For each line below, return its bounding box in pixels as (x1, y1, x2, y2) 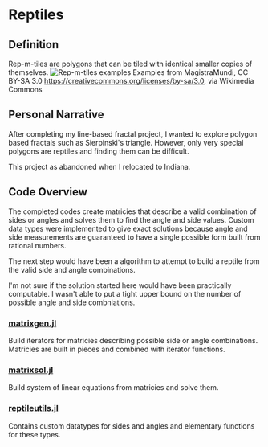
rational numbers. (8, 240, 67, 250)
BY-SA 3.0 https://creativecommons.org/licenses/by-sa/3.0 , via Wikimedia (8, 76, 254, 85)
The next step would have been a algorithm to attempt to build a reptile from (8, 256, 260, 266)
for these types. (8, 429, 61, 439)
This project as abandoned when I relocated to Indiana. (8, 162, 191, 171)
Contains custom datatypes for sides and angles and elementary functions (8, 420, 255, 431)
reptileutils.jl (8, 403, 59, 414)
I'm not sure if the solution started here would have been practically (8, 280, 232, 290)
